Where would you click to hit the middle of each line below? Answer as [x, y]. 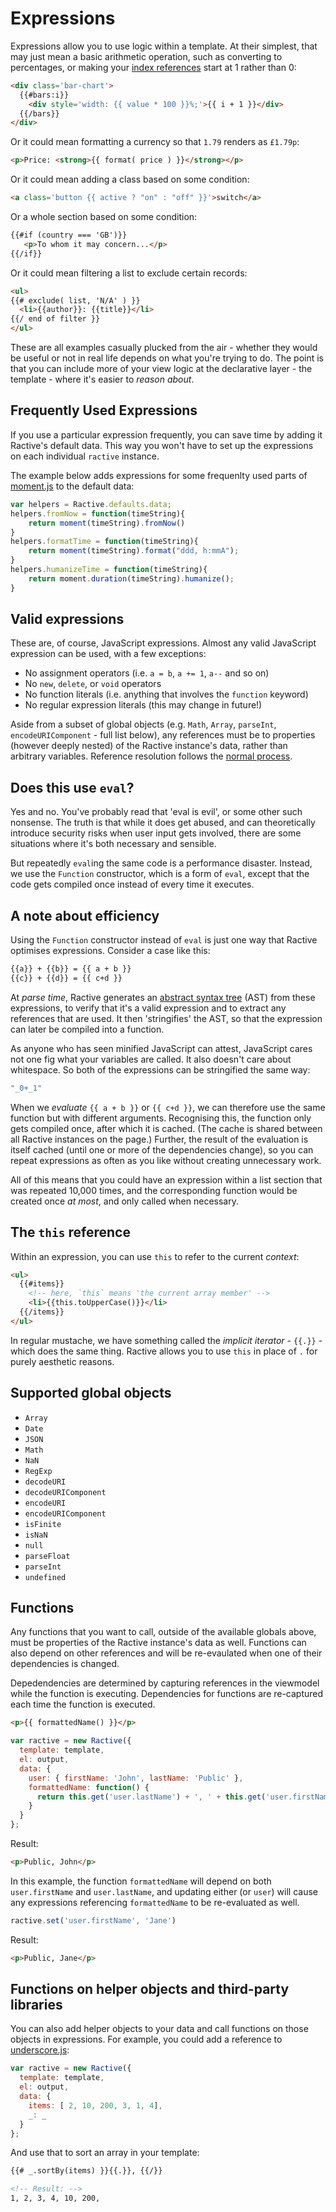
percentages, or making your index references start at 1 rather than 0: [153, 67]
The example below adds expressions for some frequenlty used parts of [159, 475]
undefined [45, 1577]
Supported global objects [91, 1393]
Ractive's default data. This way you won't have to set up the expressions [162, 445]
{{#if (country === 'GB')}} [69, 235]
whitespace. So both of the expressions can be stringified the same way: [160, 1069]
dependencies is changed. [65, 1664]
